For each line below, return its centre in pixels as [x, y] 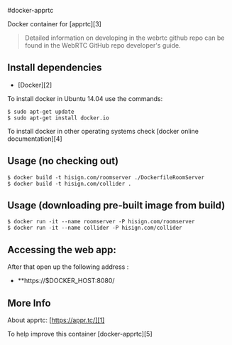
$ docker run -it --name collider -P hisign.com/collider [95, 228]
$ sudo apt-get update [41, 112]
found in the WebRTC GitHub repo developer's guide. [103, 45]
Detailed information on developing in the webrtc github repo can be [125, 38]
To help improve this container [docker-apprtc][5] [80, 334]
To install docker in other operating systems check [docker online [103, 131]
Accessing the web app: [62, 249]
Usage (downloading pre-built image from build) [116, 206]
